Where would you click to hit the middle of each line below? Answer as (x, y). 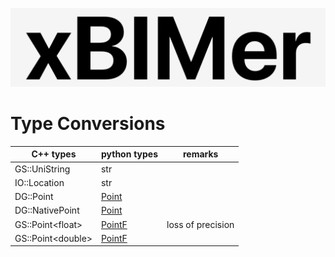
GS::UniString (42, 169)
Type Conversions (88, 124)
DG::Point (34, 197)
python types (129, 154)
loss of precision (200, 224)
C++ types (54, 154)
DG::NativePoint (47, 210)
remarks (200, 154)
